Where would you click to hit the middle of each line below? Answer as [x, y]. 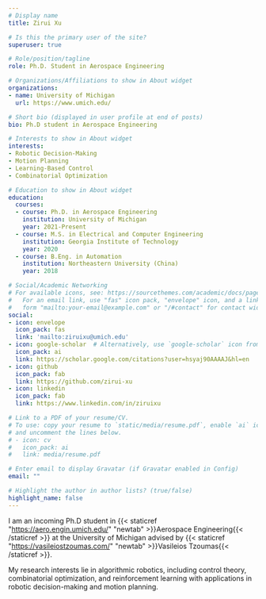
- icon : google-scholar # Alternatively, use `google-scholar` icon [125, 345]
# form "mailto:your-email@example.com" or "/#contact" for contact [127, 307]
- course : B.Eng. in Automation [69, 256]
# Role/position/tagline [49, 59]
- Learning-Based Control [51, 168]
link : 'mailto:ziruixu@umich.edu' [72, 337]
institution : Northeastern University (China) [101, 264]
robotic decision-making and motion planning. [83, 586]
